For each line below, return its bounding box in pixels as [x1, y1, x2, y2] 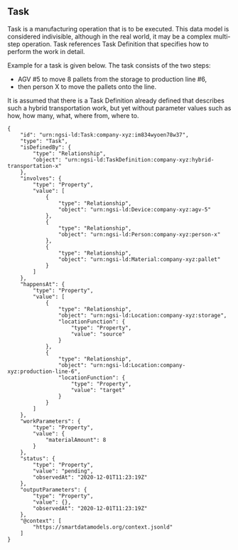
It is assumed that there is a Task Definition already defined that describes [7, 96, 225, 105]
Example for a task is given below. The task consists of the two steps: [7, 60, 211, 70]
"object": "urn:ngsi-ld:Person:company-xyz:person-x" [58, 231, 221, 238]
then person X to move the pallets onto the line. [17, 82, 157, 91]
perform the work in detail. [7, 47, 85, 55]
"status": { [20, 455, 55, 462]
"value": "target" [70, 386, 126, 393]
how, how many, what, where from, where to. [7, 111, 139, 120]
